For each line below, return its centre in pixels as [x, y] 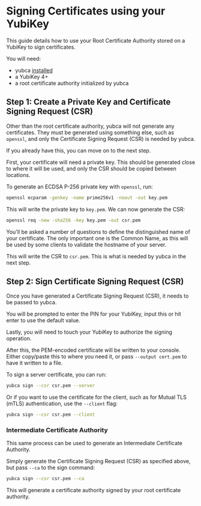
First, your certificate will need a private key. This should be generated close [101, 162]
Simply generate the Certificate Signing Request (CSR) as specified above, [98, 461]
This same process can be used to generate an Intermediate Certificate [94, 443]
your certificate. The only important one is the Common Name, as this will [97, 238]
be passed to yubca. [31, 302]
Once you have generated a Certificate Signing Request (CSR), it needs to [97, 296]
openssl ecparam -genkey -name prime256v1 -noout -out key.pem [87, 198]
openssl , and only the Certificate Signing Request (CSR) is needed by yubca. [101, 139]
